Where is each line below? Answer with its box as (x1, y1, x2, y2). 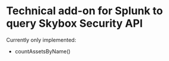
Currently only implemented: (6, 36, 76, 43)
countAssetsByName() (14, 47, 70, 54)
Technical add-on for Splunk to (6, 4, 163, 18)
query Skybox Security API (6, 17, 143, 30)
